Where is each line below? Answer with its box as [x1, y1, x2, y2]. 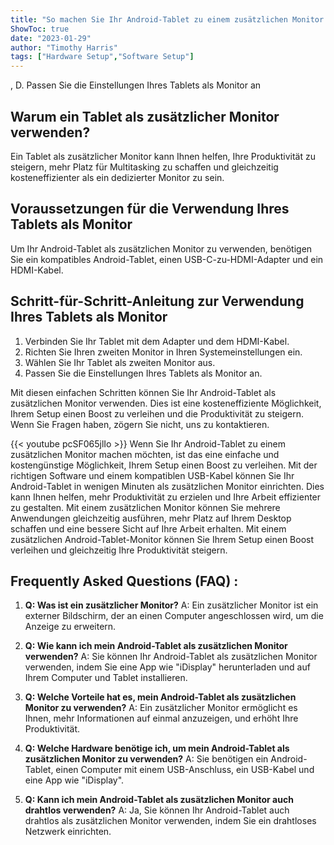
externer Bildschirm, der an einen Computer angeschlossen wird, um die [24, 610, 324, 622]
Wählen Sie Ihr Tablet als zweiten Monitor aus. [24, 356, 216, 368]
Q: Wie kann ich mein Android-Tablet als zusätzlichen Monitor [24, 640, 288, 652]
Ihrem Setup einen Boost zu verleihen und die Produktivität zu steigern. [10, 407, 304, 420]
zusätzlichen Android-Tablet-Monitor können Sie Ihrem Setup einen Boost [10, 533, 315, 545]
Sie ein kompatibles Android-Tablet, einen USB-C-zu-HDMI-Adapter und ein [10, 253, 324, 265]
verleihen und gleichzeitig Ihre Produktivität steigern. [10, 544, 228, 556]
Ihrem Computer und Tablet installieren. [24, 672, 188, 684]
